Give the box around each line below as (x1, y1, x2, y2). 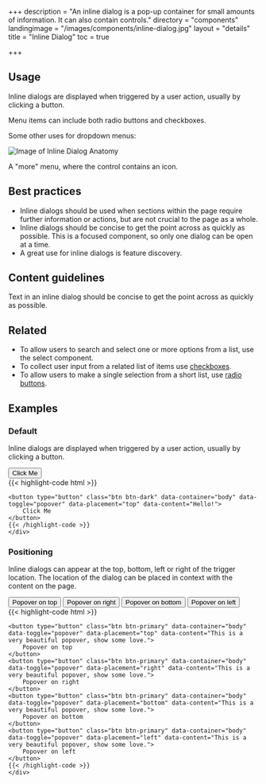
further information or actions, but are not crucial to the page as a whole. (19, 214, 258, 223)
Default (8, 425, 38, 437)
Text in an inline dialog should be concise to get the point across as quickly (8, 292, 254, 301)
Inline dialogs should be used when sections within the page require (19, 206, 243, 215)
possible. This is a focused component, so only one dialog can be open (19, 231, 253, 241)
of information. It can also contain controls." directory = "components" (8, 15, 239, 25)
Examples (8, 402, 58, 415)
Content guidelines (8, 271, 105, 285)
